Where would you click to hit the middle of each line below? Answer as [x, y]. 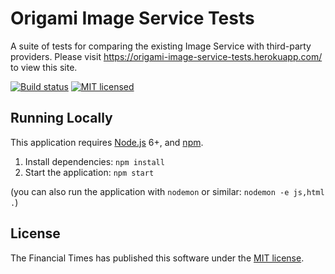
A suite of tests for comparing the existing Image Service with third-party [161, 46]
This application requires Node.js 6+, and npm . [107, 142]
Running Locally [61, 118]
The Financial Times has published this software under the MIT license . [157, 258]
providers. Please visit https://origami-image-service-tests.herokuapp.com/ [166, 56]
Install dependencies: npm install [94, 161]
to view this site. [44, 67]
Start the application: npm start [89, 172]
